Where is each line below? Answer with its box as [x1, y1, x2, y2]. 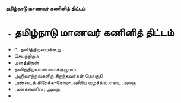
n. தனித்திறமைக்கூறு [14, 45, 62, 52]
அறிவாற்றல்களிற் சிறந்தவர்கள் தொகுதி [14, 72, 103, 79]
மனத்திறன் [14, 59, 39, 66]
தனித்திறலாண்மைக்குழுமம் [14, 65, 76, 72]
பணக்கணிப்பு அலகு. [14, 85, 62, 92]
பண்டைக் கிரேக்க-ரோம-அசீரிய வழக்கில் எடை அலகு [14, 79, 136, 86]
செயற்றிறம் [14, 52, 39, 59]
